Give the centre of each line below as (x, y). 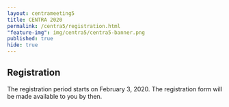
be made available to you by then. (55, 96)
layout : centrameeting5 (41, 13)
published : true (30, 39)
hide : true (23, 45)
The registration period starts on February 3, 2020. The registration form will (115, 89)
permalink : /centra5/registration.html (64, 26)
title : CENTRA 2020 (35, 20)
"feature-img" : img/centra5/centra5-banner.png (76, 32)
